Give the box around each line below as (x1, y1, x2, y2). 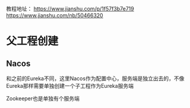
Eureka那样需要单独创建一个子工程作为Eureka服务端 (6, 82, 134, 89)
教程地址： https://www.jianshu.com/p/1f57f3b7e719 (6, 5, 135, 12)
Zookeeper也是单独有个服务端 (6, 95, 80, 102)
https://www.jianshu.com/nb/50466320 (6, 12, 103, 19)
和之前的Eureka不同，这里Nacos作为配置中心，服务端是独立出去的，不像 (6, 75, 185, 82)
